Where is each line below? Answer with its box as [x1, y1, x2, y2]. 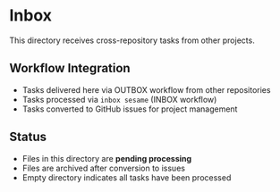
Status [9, 129, 47, 145]
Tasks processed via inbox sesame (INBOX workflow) [21, 94, 217, 104]
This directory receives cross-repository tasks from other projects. [9, 35, 255, 46]
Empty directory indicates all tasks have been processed [21, 171, 232, 183]
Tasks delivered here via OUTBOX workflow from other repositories [21, 84, 271, 95]
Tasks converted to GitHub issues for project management [21, 104, 238, 114]
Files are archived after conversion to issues [21, 163, 186, 173]
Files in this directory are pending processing [21, 153, 192, 163]
